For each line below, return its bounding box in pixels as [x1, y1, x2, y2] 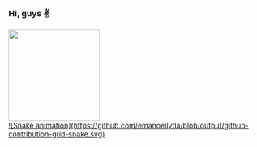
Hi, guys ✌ [8, 7, 50, 19]
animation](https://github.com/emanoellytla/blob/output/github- [35, 121, 249, 131]
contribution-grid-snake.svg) [8, 129, 105, 139]
